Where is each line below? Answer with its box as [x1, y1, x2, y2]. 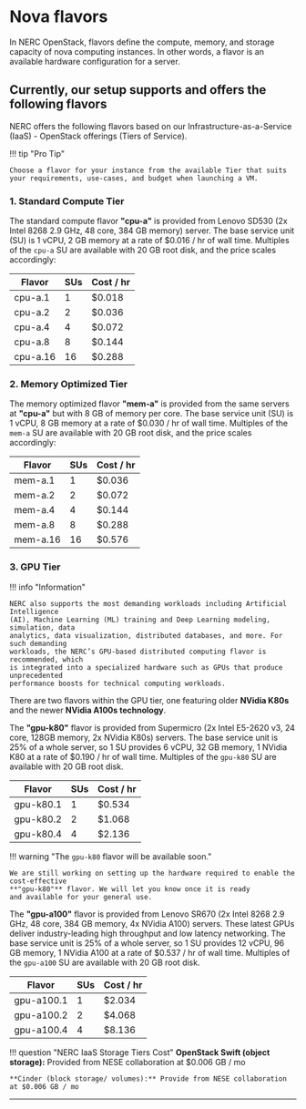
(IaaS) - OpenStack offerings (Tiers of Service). [9, 130, 188, 141]
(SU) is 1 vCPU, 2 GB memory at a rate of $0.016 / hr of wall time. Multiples [9, 235, 290, 246]
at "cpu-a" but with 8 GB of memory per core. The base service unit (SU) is [9, 408, 294, 419]
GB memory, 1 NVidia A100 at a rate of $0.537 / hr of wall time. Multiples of [9, 947, 291, 958]
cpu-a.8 [14, 335, 50, 348]
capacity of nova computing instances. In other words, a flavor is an [9, 46, 264, 56]
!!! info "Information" [9, 581, 87, 592]
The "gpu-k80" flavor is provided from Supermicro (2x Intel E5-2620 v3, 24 [9, 722, 296, 733]
